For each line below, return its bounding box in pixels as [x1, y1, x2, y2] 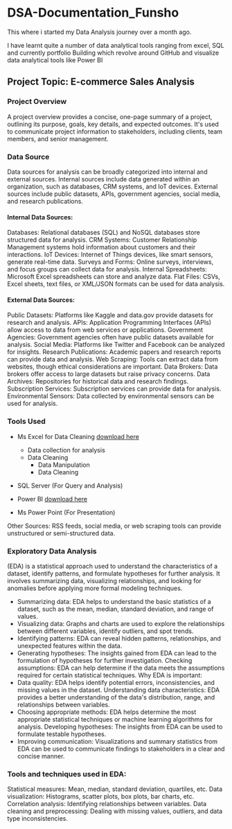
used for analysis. [7, 400, 58, 408]
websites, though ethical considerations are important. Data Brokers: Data [7, 362, 218, 371]
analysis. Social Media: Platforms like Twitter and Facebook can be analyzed [7, 341, 225, 349]
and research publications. [7, 197, 83, 205]
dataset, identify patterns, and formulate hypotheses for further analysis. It [7, 569, 220, 578]
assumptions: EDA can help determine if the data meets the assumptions [17, 663, 225, 672]
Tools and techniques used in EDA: [7, 769, 127, 778]
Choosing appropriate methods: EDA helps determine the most [17, 708, 197, 716]
